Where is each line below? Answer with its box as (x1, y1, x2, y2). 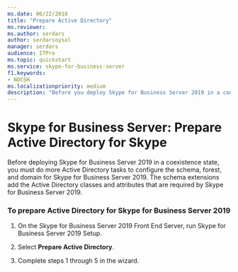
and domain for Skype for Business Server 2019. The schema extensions (7, 173, 220, 182)
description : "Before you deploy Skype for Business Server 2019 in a (7, 89, 220, 96)
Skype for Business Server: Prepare (7, 119, 222, 136)
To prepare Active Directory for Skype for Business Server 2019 (7, 206, 231, 215)
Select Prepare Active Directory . (17, 243, 115, 252)
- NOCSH (7, 76, 30, 83)
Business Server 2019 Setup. (17, 229, 103, 237)
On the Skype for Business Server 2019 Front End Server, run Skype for (17, 222, 227, 230)
